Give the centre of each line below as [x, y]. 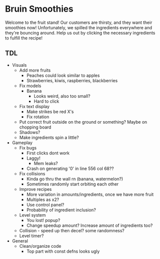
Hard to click [47, 101]
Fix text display [34, 106]
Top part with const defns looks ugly [63, 251]
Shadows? [30, 132]
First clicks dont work [48, 153]
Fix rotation [38, 117]
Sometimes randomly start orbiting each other [72, 184]
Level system [32, 215]
